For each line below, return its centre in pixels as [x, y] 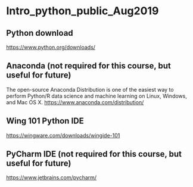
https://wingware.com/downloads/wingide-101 [63, 135]
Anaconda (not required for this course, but [88, 66]
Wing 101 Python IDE [45, 121]
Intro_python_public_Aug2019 [83, 11]
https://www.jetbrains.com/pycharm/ [52, 177]
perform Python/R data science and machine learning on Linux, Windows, [97, 96]
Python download [40, 33]
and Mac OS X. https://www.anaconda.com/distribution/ [75, 102]
